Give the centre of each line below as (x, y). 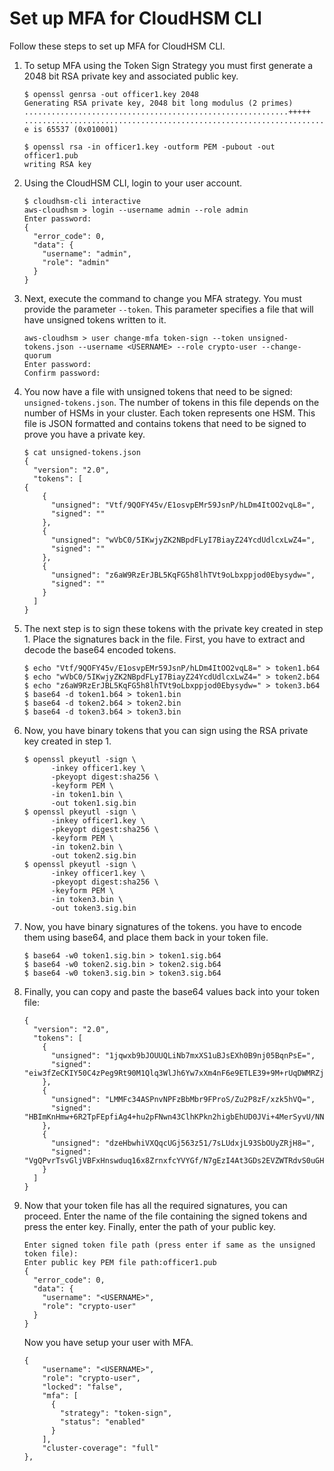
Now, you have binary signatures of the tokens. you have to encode (162, 926)
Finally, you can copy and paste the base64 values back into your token (172, 991)
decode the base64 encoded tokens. (100, 649)
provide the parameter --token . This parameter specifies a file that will (168, 309)
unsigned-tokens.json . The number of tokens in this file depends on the (171, 402)
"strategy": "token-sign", (116, 1413)
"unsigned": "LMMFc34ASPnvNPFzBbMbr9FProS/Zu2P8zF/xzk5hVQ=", (183, 1099)
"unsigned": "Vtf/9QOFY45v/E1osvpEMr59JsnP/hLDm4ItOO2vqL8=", (183, 505)
